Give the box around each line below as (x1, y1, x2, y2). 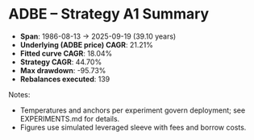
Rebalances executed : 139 (19, 74, 110, 84)
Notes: (8, 89, 31, 99)
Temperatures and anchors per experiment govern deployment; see (19, 105, 246, 115)
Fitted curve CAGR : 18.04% (19, 48, 113, 58)
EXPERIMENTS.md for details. (19, 113, 120, 123)
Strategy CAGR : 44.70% (19, 57, 102, 67)
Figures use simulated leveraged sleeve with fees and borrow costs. (19, 122, 247, 132)
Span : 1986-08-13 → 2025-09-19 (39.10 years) (19, 31, 177, 41)
